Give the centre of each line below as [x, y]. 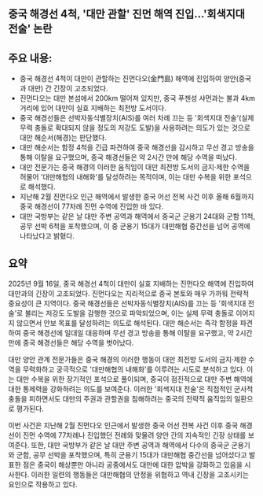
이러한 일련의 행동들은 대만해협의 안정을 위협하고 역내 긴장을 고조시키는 [140, 475]
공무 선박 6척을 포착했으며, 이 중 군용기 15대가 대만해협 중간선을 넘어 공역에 [135, 226]
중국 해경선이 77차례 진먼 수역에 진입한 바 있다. [91, 206]
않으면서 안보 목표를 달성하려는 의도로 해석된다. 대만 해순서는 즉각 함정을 [127, 323]
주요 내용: [30, 58]
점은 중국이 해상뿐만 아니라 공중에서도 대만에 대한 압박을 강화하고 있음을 [133, 465]
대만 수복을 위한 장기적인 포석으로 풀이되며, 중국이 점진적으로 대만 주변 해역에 [135, 379]
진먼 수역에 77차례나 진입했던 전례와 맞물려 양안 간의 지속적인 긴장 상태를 [134, 435]
